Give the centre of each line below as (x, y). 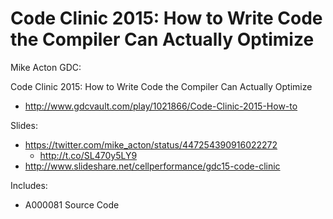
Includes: (29, 185)
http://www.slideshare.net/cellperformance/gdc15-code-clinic (152, 166)
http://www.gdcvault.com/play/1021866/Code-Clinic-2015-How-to (161, 106)
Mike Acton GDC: (46, 67)
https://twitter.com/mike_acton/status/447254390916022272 (151, 144)
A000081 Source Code (72, 204)
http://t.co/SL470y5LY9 (88, 155)
